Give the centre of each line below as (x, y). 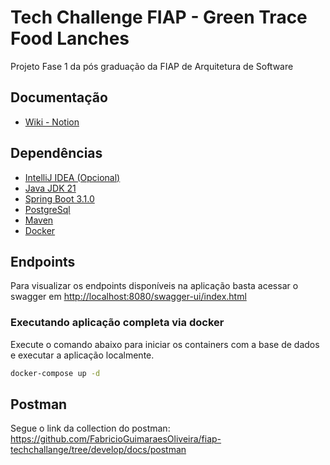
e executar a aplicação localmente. (82, 355)
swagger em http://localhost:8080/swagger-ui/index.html (128, 297)
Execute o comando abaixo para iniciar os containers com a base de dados (165, 344)
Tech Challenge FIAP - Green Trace (159, 17)
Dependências (56, 153)
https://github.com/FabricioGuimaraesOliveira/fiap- (116, 439)
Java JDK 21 (50, 188)
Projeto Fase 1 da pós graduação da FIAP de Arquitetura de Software (152, 66)
